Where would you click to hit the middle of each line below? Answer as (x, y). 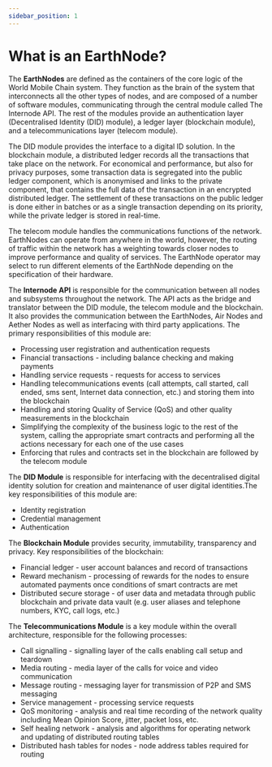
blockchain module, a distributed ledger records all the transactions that (129, 154)
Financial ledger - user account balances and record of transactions (134, 567)
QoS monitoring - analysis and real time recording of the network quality (141, 711)
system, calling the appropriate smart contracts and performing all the (137, 435)
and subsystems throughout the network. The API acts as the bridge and (130, 298)
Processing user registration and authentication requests (115, 349)
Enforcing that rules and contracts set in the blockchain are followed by (139, 453)
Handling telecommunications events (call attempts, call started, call (134, 383)
